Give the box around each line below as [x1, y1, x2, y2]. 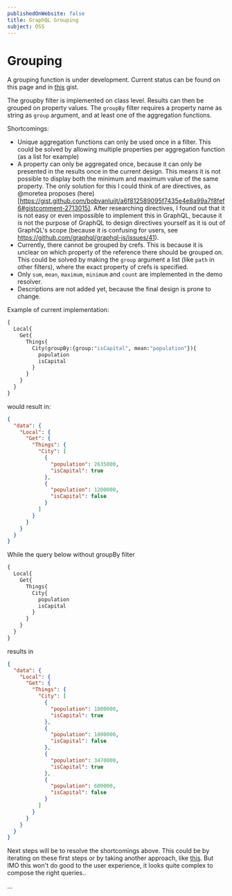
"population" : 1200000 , [51, 486, 119, 493]
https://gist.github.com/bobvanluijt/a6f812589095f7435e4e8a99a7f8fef [19, 196, 225, 205]
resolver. [17, 277, 43, 286]
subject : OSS [7, 23, 45, 30]
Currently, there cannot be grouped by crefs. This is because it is [17, 241, 203, 249]
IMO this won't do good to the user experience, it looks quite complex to [7, 861, 213, 870]
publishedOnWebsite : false [7, 10, 85, 17]
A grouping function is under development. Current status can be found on [7, 75, 220, 84]
